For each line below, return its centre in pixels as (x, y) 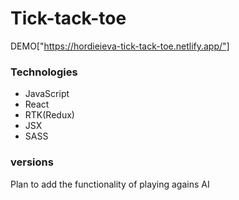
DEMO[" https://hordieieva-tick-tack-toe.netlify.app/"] (120, 46)
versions (32, 162)
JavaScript (47, 94)
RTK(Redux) (49, 115)
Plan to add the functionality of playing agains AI (110, 184)
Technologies (44, 72)
